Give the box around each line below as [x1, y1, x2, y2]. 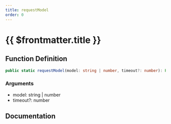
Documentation [5, 112, 56, 120]
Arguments [5, 80, 34, 87]
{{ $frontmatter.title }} [5, 34, 101, 46]
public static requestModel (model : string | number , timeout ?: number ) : [5, 68, 163, 73]
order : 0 [5, 12, 24, 17]
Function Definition [5, 55, 68, 63]
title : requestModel [5, 7, 49, 13]
